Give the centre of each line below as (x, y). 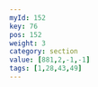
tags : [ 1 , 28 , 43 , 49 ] (46, 69)
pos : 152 (26, 34)
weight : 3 (28, 43)
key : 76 (24, 26)
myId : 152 (28, 18)
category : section (44, 52)
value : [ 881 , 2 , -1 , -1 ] (50, 60)
